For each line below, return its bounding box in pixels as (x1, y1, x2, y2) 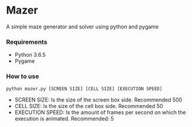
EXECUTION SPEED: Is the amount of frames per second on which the (14, 109, 186, 116)
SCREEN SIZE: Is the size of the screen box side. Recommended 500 (14, 96, 183, 103)
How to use (6, 72, 40, 80)
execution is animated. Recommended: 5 (14, 115, 114, 122)
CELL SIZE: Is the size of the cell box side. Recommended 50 (14, 102, 164, 109)
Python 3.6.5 (14, 51, 46, 58)
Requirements (6, 38, 48, 46)
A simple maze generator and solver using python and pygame (6, 23, 159, 30)
